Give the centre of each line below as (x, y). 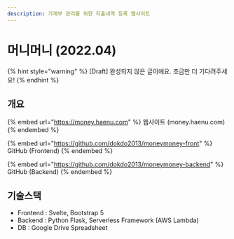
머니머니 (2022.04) (62, 50)
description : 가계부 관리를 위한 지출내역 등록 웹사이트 (79, 14)
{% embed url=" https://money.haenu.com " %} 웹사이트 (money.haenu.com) (116, 122)
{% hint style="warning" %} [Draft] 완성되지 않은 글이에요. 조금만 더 (102, 71)
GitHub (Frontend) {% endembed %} (60, 151)
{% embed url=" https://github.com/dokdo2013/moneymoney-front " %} (110, 143)
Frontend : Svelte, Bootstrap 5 (60, 213)
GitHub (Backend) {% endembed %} (60, 172)
